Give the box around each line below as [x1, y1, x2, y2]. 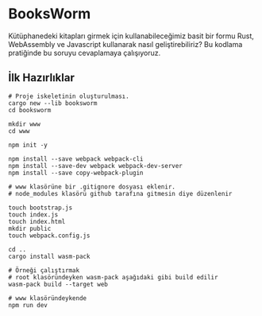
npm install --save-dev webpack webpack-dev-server [8, 162, 183, 170]
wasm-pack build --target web [8, 280, 109, 288]
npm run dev [8, 301, 48, 309]
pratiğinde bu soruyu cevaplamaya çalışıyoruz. [8, 48, 161, 57]
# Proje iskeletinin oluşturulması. [8, 92, 129, 100]
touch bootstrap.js [8, 204, 73, 212]
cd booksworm [8, 106, 52, 114]
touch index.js [8, 210, 59, 219]
